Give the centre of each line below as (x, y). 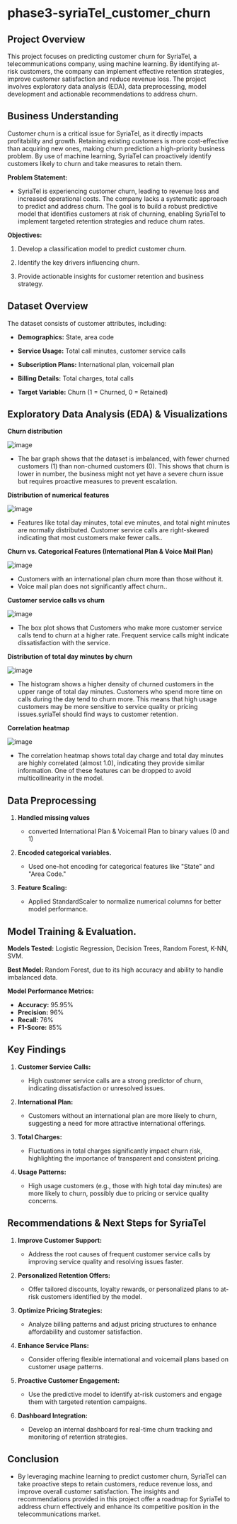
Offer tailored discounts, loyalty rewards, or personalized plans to (123, 1289)
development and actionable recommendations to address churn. (103, 94)
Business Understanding (63, 116)
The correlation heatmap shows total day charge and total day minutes (121, 756)
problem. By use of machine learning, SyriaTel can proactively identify (109, 156)
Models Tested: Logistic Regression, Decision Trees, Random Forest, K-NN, (118, 948)
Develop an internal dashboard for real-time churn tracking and (120, 1429)
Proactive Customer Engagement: (69, 1380)
